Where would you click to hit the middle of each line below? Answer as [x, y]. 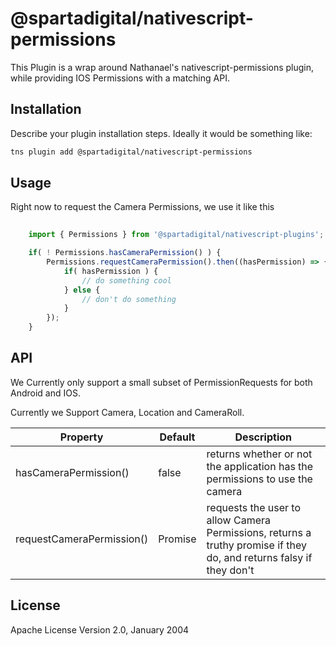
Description [263, 437]
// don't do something [129, 299]
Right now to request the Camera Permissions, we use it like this [142, 207]
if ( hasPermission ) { [111, 271]
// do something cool [126, 280]
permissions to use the [259, 479]
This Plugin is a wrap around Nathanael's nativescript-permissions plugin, [162, 67]
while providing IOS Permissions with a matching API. [120, 78]
